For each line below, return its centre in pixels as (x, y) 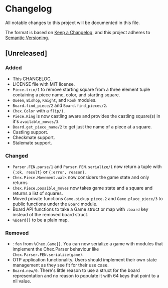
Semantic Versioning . (27, 38)
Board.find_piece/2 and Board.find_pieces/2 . (60, 105)
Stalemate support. (32, 142)
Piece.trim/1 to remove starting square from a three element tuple (81, 89)
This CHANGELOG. (32, 79)
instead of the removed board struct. (50, 214)
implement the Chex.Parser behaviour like (56, 249)
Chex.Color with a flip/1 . (39, 110)
